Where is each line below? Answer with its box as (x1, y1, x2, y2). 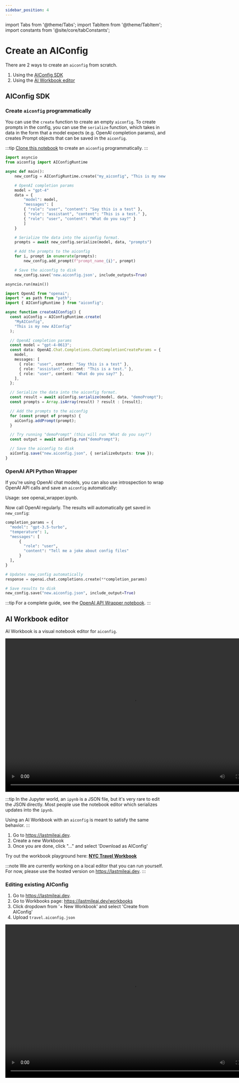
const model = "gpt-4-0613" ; (10, 343, 72, 348)
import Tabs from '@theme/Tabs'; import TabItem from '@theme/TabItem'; (5, 21, 162, 28)
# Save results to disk (5, 586, 56, 591)
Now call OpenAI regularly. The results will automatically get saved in (5, 505, 151, 511)
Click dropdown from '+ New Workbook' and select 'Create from (12, 904, 149, 910)
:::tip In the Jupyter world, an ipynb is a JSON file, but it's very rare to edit (5, 796, 160, 802)
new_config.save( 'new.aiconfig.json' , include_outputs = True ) (14, 272, 147, 278)
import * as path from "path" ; (5, 296, 72, 301)
